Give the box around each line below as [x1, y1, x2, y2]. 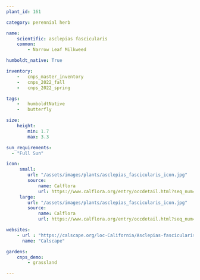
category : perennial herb [6, 19, 70, 26]
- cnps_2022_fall [17, 79, 65, 85]
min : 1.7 [27, 128, 49, 134]
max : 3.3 [27, 134, 49, 140]
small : [19, 166, 36, 172]
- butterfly [17, 106, 52, 113]
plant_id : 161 [6, 8, 42, 15]
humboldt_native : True [6, 58, 62, 64]
